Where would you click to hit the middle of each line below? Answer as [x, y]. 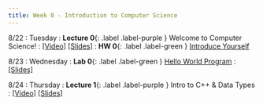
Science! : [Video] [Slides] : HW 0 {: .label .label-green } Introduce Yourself [129, 46]
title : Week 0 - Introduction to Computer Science [93, 15]
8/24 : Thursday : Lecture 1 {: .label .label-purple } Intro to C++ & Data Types [132, 85]
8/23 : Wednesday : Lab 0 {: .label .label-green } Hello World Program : [122, 61]
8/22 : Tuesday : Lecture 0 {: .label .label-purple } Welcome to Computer [125, 38]
